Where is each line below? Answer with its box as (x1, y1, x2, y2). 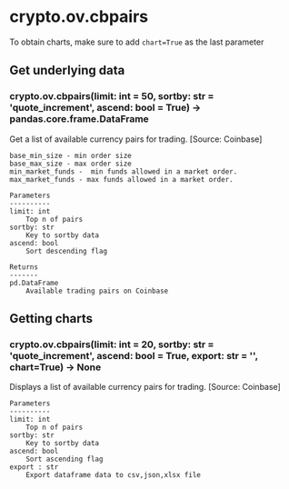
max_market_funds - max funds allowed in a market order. (9, 175, 234, 184)
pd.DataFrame (9, 278, 59, 287)
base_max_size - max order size (9, 159, 132, 168)
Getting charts (9, 311, 94, 326)
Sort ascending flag (25, 454, 104, 464)
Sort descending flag (25, 246, 107, 255)
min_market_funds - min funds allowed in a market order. (9, 166, 238, 176)
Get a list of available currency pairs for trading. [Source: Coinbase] (9, 134, 263, 145)
